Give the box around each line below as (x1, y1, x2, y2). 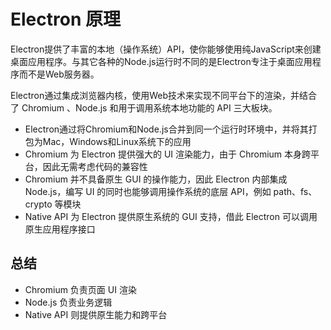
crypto (24, 198, 53, 210)
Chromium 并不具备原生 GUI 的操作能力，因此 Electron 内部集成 (24, 173, 288, 185)
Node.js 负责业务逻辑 (24, 296, 113, 308)
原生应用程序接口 (24, 223, 96, 235)
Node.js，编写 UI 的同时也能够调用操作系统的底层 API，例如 (24, 185, 272, 197)
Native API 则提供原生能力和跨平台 (24, 308, 168, 320)
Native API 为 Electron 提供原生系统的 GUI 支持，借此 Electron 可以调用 (24, 210, 318, 222)
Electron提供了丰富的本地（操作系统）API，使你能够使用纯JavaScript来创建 (10, 43, 322, 55)
